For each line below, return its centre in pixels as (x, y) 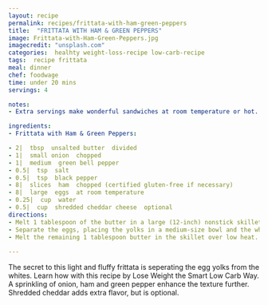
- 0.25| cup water (43, 200)
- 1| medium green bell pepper (64, 163)
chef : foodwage (33, 75)
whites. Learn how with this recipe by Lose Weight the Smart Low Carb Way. (134, 275)
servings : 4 (28, 90)
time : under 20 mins (43, 82)
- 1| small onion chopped (55, 155)
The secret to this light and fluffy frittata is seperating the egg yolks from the (134, 267)
